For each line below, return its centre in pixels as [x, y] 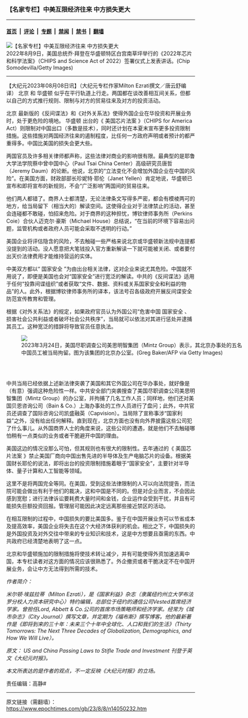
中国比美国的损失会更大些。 [61, 143]
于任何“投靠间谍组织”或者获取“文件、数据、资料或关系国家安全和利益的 [94, 284]
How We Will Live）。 [31, 638]
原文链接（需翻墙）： [31, 702]
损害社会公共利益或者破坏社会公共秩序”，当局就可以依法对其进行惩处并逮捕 [99, 319]
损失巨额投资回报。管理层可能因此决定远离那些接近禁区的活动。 [90, 506]
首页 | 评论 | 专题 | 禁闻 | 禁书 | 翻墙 [55, 31]
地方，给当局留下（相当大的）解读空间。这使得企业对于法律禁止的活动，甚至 [101, 206]
